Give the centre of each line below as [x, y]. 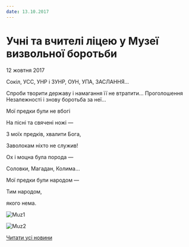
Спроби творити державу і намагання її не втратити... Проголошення [94, 93]
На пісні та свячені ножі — [40, 122]
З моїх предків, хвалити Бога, [44, 134]
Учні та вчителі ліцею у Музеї [83, 41]
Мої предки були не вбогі [38, 111]
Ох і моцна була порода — [40, 157]
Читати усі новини [29, 237]
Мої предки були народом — [43, 180]
